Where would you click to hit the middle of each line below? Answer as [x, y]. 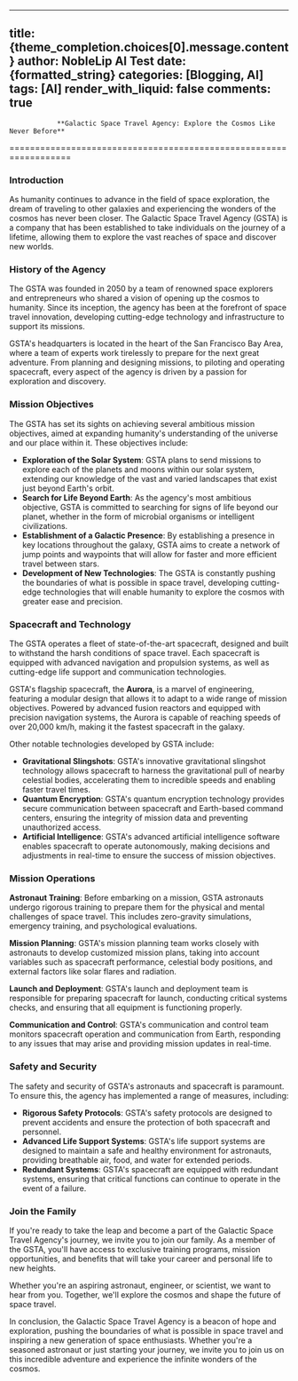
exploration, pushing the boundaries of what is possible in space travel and [146, 1330]
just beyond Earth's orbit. [68, 488]
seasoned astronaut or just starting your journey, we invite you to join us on [147, 1349]
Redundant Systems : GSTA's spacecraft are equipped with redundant [150, 1169]
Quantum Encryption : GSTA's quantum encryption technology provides [153, 799]
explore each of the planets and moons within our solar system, [138, 469]
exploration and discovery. [58, 382]
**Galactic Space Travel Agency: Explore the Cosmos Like [166, 123]
